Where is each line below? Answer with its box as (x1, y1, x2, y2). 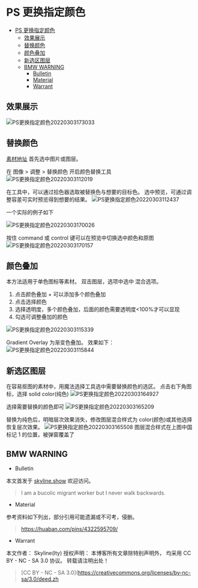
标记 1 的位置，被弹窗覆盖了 (6, 431, 75, 438)
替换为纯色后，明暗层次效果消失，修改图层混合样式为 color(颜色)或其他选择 (6, 416, 193, 423)
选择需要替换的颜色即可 (6, 403, 64, 410)
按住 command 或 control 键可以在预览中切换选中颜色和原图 (6, 234, 154, 241)
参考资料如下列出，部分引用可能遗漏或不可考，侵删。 (6, 513, 138, 521)
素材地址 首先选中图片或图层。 (6, 155, 82, 162)
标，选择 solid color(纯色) (6, 391, 69, 398)
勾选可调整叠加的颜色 (14, 314, 68, 321)
